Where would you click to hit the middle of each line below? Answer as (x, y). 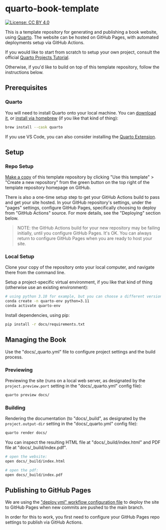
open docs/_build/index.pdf (34, 475)
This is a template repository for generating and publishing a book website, (82, 32)
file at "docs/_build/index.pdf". (36, 448)
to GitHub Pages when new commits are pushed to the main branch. (75, 507)
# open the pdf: (22, 470)
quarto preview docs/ (27, 395)
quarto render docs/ (26, 433)
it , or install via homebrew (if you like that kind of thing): (62, 118)
